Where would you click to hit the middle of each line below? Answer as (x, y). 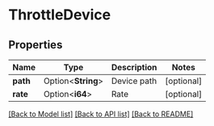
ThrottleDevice (60, 15)
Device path (134, 81)
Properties (36, 45)
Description (134, 67)
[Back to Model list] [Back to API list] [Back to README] (101, 114)
